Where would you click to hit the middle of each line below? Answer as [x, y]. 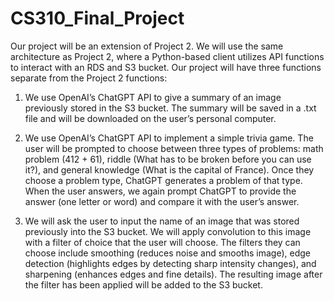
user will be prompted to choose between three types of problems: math [174, 148]
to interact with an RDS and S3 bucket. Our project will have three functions [166, 67]
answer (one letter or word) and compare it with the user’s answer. [162, 201]
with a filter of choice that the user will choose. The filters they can [162, 242]
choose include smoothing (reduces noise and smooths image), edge [167, 253]
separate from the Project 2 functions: [89, 78]
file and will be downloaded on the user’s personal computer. [150, 118]
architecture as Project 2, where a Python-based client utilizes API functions [167, 56]
